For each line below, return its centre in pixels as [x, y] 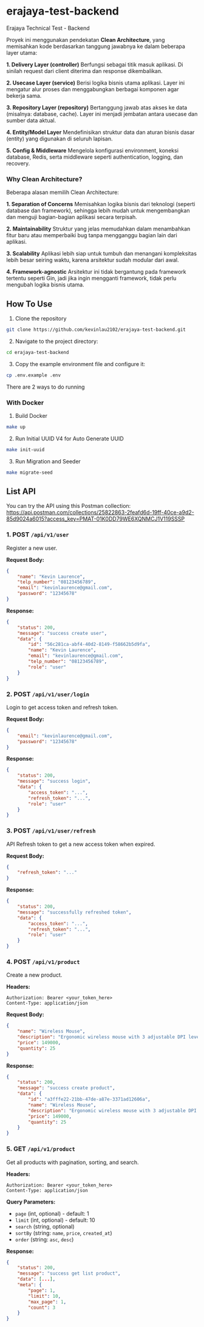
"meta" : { [30, 1285]
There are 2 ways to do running [46, 387]
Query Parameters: [31, 1202]
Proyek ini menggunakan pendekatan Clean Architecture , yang [86, 40]
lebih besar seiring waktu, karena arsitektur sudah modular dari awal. [93, 260]
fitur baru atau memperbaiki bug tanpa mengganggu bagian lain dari [92, 235]
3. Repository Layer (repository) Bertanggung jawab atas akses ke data [97, 107]
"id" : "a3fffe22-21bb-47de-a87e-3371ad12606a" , [89, 1100]
